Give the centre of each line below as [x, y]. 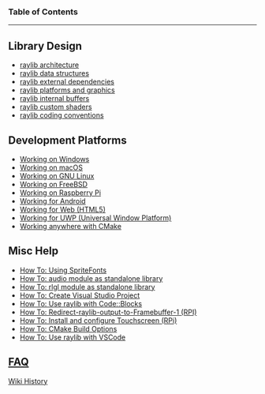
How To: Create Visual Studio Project [80, 295]
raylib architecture [49, 65]
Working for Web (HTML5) [63, 209]
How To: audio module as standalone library [91, 278]
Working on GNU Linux [57, 175]
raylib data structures [54, 73]
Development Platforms [68, 140]
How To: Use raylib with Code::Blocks [81, 303]
